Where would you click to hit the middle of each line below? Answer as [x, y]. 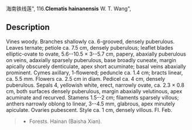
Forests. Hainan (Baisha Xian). [66, 121]
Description [28, 27]
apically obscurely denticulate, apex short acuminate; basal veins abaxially [96, 66]
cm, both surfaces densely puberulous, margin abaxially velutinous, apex [94, 91]
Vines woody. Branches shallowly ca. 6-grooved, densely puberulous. [90, 41]
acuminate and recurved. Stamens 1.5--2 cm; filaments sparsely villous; [92, 97]
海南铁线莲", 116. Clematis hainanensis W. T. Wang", [69, 8]
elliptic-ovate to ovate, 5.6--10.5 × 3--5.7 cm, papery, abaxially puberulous [96, 54]
